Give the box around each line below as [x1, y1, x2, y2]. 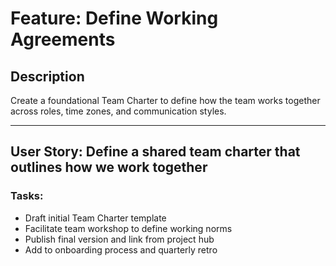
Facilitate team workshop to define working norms [24, 222, 233, 234]
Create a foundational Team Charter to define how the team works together [10, 95, 321, 106]
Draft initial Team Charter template [24, 212, 167, 224]
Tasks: [10, 189, 44, 203]
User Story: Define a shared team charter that [10, 143, 301, 161]
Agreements [10, 28, 116, 51]
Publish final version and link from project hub [24, 233, 215, 245]
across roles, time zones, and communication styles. [10, 105, 227, 117]
